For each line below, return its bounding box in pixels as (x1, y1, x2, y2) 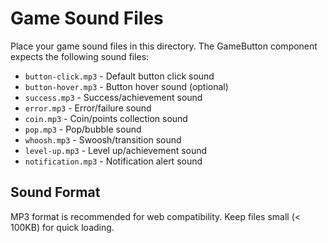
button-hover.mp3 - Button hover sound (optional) (24, 80, 229, 92)
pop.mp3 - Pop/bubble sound (24, 123, 142, 135)
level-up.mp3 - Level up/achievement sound (24, 144, 208, 156)
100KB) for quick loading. (10, 221, 115, 233)
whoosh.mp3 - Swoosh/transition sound (24, 133, 182, 146)
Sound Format (10, 184, 101, 201)
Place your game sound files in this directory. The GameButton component (10, 40, 318, 52)
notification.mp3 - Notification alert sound (24, 155, 203, 167)
